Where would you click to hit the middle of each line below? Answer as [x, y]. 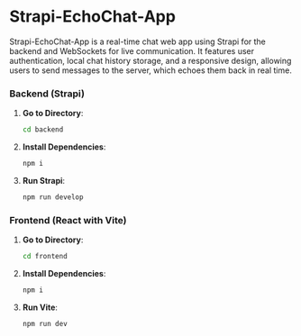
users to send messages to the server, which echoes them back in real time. [151, 70]
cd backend [43, 130]
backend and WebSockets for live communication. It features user [132, 50]
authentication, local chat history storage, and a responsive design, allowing [150, 60]
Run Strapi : [44, 180]
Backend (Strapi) [47, 94]
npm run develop [53, 197]
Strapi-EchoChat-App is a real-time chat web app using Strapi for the [137, 41]
